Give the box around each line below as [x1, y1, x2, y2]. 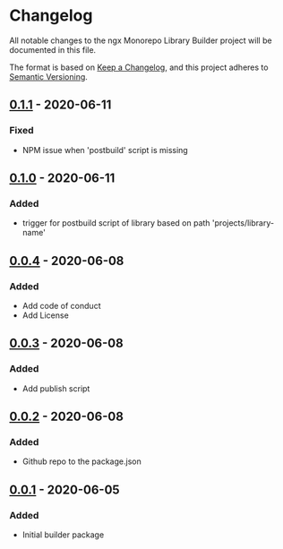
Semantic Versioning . [9, 71, 88, 81]
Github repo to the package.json [21, 456, 141, 467]
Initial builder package [21, 529, 105, 540]
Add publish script [21, 382, 90, 394]
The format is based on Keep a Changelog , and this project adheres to [9, 62, 269, 73]
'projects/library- [211, 218, 275, 228]
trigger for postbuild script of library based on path [21, 218, 210, 228]
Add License [21, 310, 69, 321]
